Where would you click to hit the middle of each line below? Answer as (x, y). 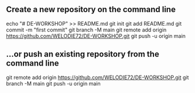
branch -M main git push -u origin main (53, 83)
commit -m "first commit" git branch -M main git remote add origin (86, 30)
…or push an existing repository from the (83, 54)
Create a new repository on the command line (91, 10)
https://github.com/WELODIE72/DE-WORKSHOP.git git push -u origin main (96, 36)
